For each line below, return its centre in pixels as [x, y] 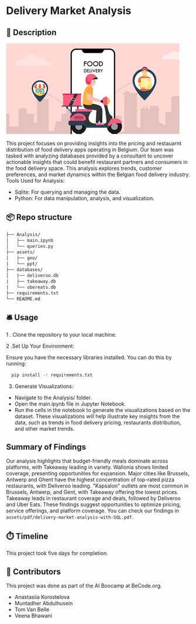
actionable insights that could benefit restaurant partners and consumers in [97, 162]
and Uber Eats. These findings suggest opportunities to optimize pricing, [94, 505]
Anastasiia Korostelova [42, 597]
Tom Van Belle [32, 609]
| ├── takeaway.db [31, 281]
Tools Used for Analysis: [35, 181]
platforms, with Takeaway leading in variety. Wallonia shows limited [87, 467]
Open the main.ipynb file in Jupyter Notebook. [70, 404]
